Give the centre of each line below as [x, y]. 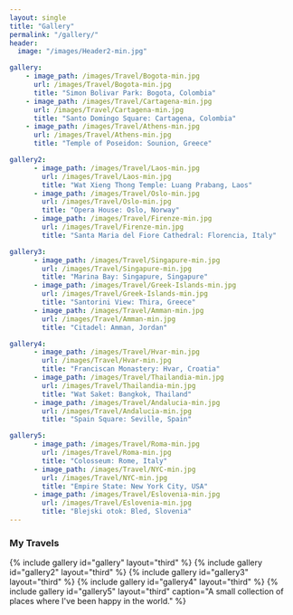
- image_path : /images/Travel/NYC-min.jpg [114, 469]
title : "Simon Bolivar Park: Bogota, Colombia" [125, 93]
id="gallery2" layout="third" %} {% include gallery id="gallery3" [129, 572]
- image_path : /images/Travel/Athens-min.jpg [113, 127]
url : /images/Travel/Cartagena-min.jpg [108, 109]
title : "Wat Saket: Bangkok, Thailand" [117, 394]
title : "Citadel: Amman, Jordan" [105, 327]
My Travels [34, 543]
